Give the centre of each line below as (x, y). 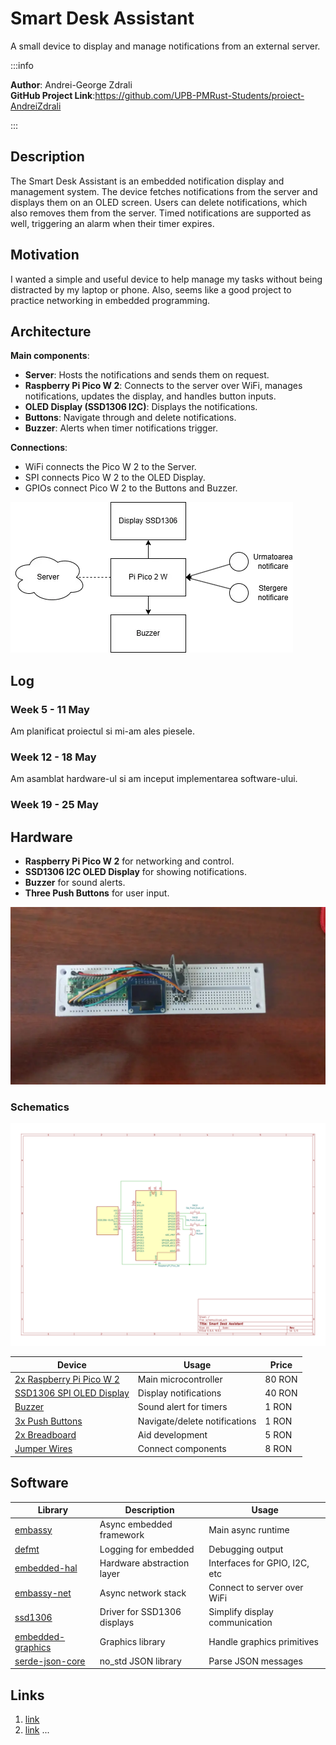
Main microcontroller (180, 1379)
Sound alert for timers (182, 1407)
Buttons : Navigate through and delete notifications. (130, 418)
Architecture (51, 331)
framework (122, 1535)
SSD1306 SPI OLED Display (72, 1393)
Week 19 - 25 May (54, 805)
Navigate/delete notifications (197, 1421)
